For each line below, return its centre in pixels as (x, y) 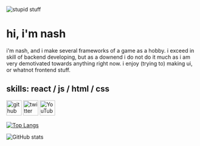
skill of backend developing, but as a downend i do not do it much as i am (98, 57)
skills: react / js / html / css (58, 89)
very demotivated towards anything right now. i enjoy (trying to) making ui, (99, 63)
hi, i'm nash (36, 34)
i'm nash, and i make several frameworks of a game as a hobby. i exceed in (100, 50)
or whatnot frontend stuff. (39, 70)
